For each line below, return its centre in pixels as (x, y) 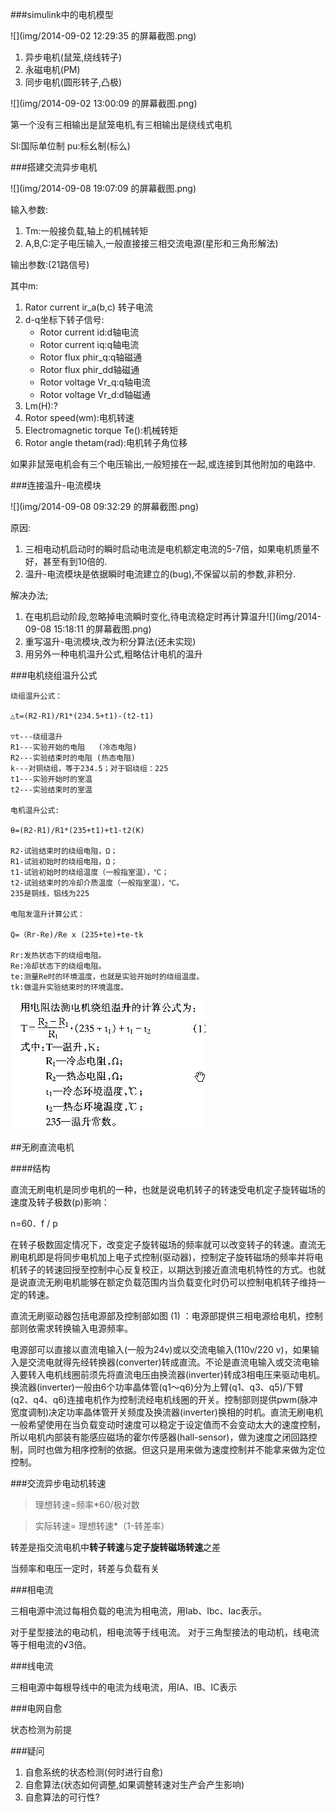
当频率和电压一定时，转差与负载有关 (85, 1568)
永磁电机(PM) (52, 69)
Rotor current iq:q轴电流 (89, 344)
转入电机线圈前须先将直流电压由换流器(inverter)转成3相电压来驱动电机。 (176, 1374)
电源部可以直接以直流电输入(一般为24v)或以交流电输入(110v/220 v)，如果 (160, 1349)
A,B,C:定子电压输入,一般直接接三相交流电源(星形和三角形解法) (151, 243)
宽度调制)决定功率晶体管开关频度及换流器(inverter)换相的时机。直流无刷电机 (166, 1412)
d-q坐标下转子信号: (64, 319)
